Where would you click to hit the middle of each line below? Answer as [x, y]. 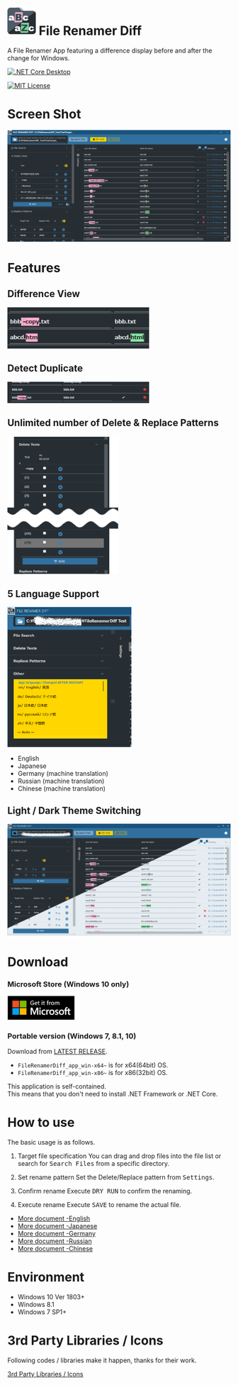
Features [34, 268]
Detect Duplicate [45, 368]
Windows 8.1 [36, 1304]
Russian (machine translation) [61, 781]
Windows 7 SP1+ [42, 1312]
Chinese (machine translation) [62, 788]
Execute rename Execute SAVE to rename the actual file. [100, 1205]
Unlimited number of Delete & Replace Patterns [113, 423]
